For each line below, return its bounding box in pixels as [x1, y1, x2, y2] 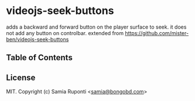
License [6, 72, 36, 82]
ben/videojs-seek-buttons [6, 36, 69, 43]
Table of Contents [6, 53, 73, 62]
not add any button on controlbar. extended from [6, 29, 124, 36]
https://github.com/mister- [125, 29, 189, 36]
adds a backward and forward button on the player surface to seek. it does [6, 23, 187, 30]
